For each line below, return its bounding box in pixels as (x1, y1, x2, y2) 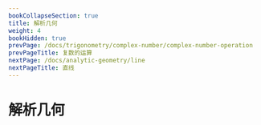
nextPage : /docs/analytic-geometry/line (8, 57, 146, 65)
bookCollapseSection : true (8, 11, 99, 20)
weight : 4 (8, 26, 42, 34)
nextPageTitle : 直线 (8, 64, 75, 72)
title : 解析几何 (8, 19, 58, 27)
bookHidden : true (8, 34, 67, 42)
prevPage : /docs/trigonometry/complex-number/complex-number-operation (8, 42, 253, 50)
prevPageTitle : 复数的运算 (8, 49, 92, 57)
